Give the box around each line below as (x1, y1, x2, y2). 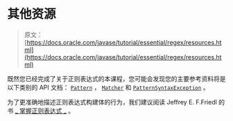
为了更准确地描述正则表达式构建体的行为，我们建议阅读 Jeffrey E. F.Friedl (7, 97, 217, 106)
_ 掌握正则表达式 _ (15, 106, 67, 115)
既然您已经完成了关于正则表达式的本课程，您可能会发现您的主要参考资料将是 (7, 74, 226, 83)
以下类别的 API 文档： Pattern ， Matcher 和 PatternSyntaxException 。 (7, 83, 209, 91)
